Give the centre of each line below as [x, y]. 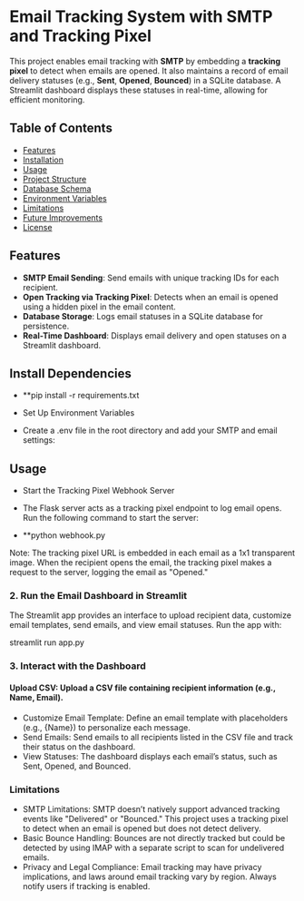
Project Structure [54, 179]
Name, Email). [36, 697]
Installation [43, 160]
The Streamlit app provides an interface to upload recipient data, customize [151, 615]
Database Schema [57, 189]
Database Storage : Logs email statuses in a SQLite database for [142, 316]
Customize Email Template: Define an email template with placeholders [155, 718]
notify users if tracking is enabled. [86, 886]
